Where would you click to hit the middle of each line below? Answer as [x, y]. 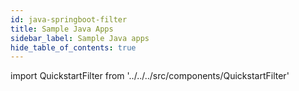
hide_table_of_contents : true [73, 47]
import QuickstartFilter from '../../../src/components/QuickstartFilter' [150, 76]
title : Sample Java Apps [62, 29]
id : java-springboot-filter [69, 19]
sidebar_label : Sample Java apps [80, 38]
